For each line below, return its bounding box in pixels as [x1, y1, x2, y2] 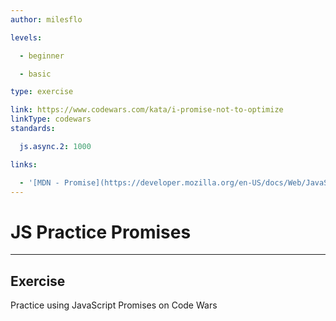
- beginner [19, 51, 65, 61]
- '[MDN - [19, 177, 60, 188]
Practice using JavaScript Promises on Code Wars [10, 299, 218, 311]
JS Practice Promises [10, 221, 192, 243]
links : [10, 159, 38, 170]
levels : [10, 32, 43, 43]
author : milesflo [10, 14, 83, 25]
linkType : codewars [10, 114, 92, 125]
